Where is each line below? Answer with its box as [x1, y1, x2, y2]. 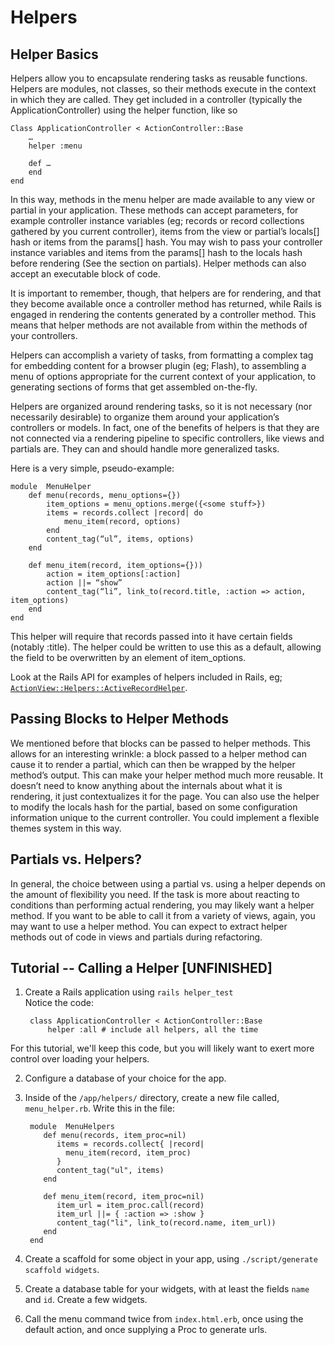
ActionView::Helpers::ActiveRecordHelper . [10, 682, 188, 693]
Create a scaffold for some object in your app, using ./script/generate [24, 1253, 318, 1265]
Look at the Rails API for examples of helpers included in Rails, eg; [10, 671, 283, 683]
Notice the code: [24, 997, 94, 1009]
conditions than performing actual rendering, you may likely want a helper [10, 899, 315, 911]
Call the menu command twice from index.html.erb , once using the [24, 1313, 304, 1325]
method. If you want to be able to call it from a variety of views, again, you [10, 909, 316, 921]
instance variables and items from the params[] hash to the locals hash [10, 247, 303, 258]
